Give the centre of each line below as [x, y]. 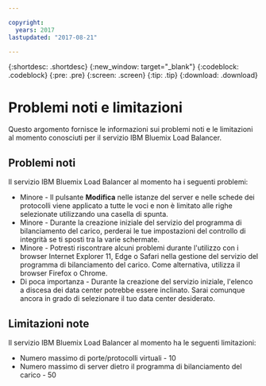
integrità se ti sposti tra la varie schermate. [90, 240]
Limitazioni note [49, 324]
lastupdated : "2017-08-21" [53, 37]
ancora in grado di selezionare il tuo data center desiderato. [118, 299]
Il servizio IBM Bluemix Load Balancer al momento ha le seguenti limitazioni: [132, 342]
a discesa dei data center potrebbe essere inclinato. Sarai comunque [132, 290]
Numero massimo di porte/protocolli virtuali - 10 [98, 357]
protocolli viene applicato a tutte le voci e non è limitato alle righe [126, 206]
